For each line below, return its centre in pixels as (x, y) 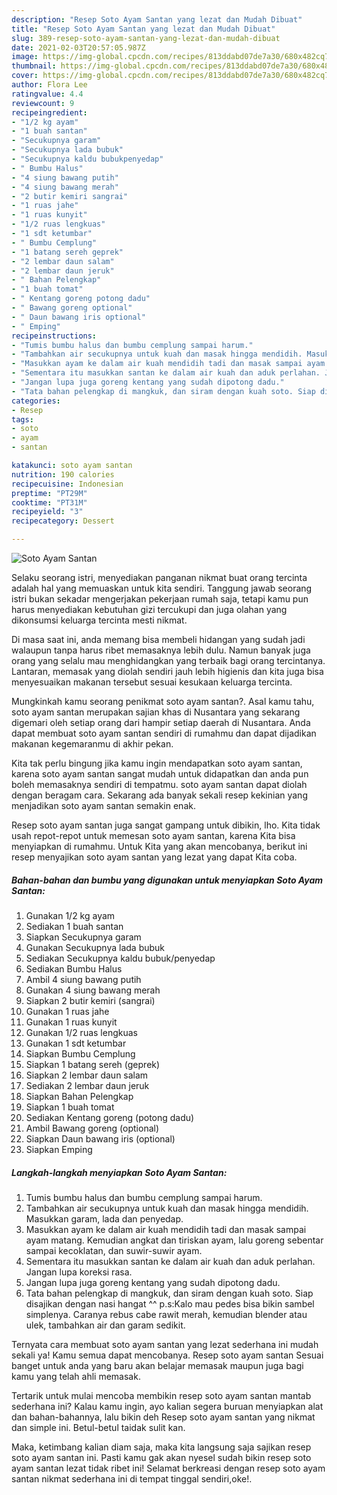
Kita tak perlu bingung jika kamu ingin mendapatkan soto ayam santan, (157, 763)
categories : (36, 401)
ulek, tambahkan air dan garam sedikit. (105, 1325)
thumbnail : (34, 66)
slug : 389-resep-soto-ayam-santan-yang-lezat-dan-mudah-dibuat (146, 38)
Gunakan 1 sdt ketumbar (76, 1043)
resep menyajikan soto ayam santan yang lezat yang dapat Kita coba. (154, 857)
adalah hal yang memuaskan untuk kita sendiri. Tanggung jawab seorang (162, 588)
